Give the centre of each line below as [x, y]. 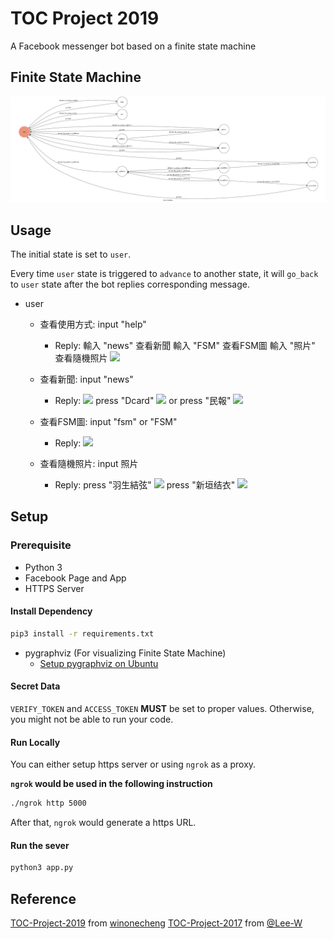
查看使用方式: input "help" [93, 324]
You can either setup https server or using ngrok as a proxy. [133, 764]
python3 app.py [42, 868]
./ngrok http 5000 [48, 803]
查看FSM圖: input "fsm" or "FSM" [108, 422]
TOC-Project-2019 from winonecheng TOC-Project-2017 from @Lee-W [156, 923]
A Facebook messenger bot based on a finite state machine [133, 46]
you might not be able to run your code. [92, 719]
